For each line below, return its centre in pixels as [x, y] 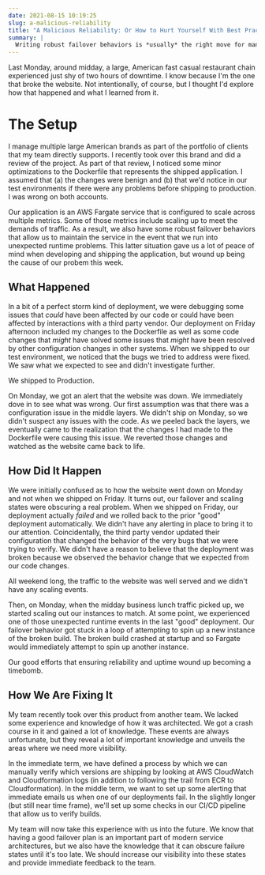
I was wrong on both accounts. [58, 197]
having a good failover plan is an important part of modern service [116, 837]
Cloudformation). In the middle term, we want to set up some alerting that [127, 788]
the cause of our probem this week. [66, 262]
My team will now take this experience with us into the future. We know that [131, 829]
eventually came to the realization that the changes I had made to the [121, 429]
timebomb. [26, 670]
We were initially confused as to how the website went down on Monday [125, 490]
